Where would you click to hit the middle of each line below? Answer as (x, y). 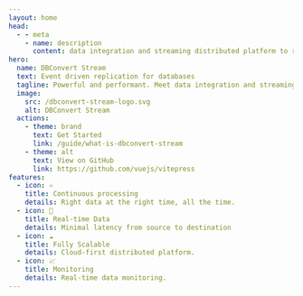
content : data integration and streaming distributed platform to (160, 51)
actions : (33, 118)
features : (27, 177)
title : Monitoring (59, 270)
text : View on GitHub (73, 160)
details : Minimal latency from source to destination (128, 227)
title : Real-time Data (67, 219)
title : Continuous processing (82, 194)
